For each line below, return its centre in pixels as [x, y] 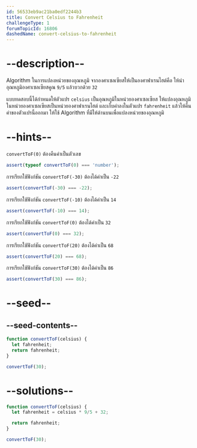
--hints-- [29, 137]
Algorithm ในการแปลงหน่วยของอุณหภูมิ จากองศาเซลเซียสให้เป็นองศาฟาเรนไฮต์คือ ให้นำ [95, 80]
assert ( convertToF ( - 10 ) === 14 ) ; [48, 211]
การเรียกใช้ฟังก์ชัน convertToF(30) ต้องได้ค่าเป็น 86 [60, 268]
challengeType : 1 [28, 23]
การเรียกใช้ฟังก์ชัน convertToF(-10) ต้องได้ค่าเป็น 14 [61, 199]
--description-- [46, 64]
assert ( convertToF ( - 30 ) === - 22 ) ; [50, 188]
